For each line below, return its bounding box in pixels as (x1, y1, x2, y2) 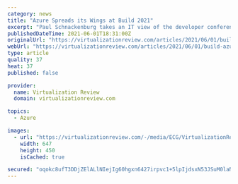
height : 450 (20, 147, 55, 154)
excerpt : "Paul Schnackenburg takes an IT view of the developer (7, 23, 204, 30)
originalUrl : (7, 37, 46, 44)
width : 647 (20, 140, 52, 147)
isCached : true (20, 153, 65, 161)
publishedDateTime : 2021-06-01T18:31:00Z (7, 30, 132, 37)
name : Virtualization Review (13, 89, 100, 96)
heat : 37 (7, 63, 33, 70)
